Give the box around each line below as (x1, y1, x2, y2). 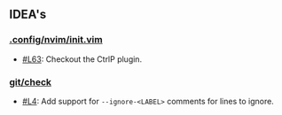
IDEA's (9, 7, 47, 22)
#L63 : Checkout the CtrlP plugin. (21, 53, 143, 65)
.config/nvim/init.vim (9, 34, 104, 46)
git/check (9, 75, 51, 88)
